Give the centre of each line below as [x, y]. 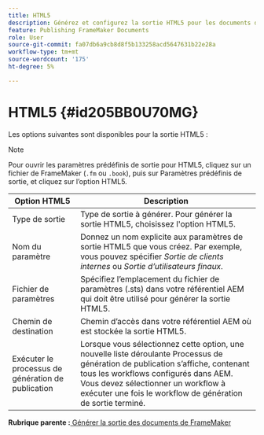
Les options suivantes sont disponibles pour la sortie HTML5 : [108, 134]
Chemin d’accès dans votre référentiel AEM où [165, 321]
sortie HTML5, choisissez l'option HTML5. [158, 223]
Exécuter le [33, 359]
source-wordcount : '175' [49, 60]
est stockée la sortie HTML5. [133, 331]
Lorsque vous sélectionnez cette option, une [162, 344]
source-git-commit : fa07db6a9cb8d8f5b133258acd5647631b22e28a [112, 45]
